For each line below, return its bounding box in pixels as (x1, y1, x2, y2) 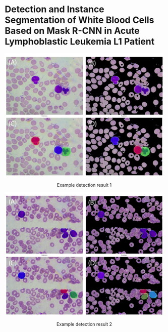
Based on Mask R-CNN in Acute (5, 25, 140, 36)
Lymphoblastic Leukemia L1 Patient (5, 36, 155, 48)
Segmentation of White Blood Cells (5, 14, 154, 26)
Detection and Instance (5, 4, 104, 15)
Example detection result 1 (57, 182, 112, 188)
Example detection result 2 (57, 321, 112, 327)
